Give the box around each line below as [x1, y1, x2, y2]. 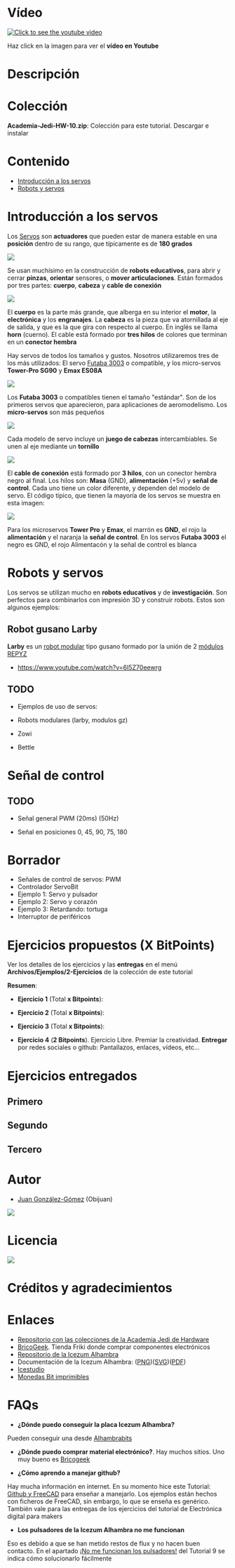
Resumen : [7, 981, 37, 990]
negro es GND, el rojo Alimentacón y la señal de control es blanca [7, 540, 197, 549]
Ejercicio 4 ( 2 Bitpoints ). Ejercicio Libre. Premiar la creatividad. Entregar [17, 1036, 228, 1044]
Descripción [7, 66, 80, 82]
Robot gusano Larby [7, 623, 98, 635]
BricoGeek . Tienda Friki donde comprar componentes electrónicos [17, 1343, 210, 1351]
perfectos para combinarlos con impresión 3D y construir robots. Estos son [7, 595, 225, 604]
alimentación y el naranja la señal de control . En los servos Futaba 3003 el [7, 533, 227, 541]
